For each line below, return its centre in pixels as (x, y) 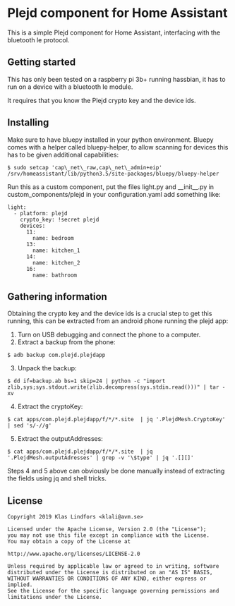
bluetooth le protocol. (38, 40)
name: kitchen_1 (56, 250)
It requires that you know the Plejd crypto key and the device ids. (102, 100)
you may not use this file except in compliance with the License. (109, 535)
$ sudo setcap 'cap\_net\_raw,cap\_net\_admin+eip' (85, 167)
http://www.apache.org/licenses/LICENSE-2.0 (74, 554)
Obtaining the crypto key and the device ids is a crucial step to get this (110, 314)
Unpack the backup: (47, 368)
